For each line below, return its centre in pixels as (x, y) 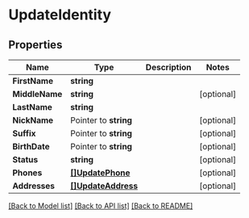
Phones (27, 173)
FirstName (33, 81)
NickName (33, 120)
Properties (35, 45)
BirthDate (31, 147)
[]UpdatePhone (100, 173)
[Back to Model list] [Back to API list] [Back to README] (101, 206)
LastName (32, 107)
